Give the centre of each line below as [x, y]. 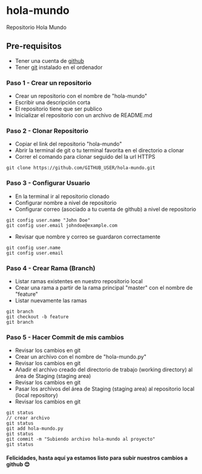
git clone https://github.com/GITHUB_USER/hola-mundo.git [81, 168]
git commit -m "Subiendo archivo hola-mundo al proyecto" [81, 439]
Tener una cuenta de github [50, 60]
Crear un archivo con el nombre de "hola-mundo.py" [81, 357]
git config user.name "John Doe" [48, 220]
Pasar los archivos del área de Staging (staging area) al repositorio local [105, 389]
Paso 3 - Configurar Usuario [48, 183]
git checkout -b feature [37, 317]
